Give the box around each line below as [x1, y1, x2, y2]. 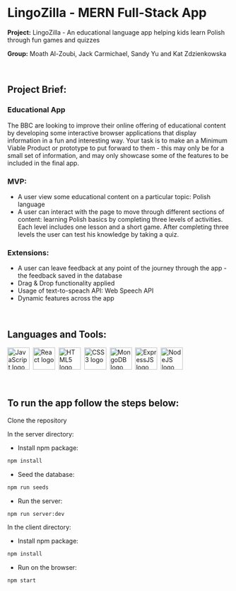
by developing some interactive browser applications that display [7, 128, 196, 137]
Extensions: [7, 247, 49, 257]
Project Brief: [7, 84, 67, 96]
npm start [7, 577, 37, 585]
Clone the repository [7, 416, 67, 424]
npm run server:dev [7, 510, 65, 517]
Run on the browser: [17, 563, 77, 572]
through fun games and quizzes [7, 35, 100, 44]
